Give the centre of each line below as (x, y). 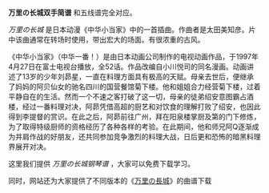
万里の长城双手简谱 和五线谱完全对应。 (72, 12)
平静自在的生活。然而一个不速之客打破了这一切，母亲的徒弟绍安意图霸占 (127, 96)
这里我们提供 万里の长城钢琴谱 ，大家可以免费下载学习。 (101, 164)
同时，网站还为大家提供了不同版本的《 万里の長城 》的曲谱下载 (110, 181)
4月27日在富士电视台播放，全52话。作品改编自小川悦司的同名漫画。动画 (128, 66)
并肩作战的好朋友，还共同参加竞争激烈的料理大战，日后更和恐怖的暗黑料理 (138, 137)
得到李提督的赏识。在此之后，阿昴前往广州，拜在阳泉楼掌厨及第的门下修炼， (134, 117)
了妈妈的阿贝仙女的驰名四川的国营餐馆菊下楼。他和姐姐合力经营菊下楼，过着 (134, 86)
